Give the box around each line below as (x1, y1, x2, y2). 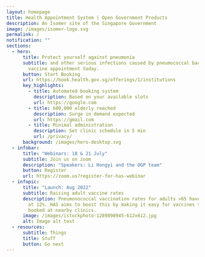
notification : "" (6, 37, 51, 43)
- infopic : (12, 179, 40, 185)
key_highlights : (22, 83, 64, 89)
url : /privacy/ (33, 133, 72, 140)
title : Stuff (22, 235, 56, 241)
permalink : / (6, 32, 40, 38)
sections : (6, 43, 32, 49)
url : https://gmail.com (33, 116, 95, 122)
